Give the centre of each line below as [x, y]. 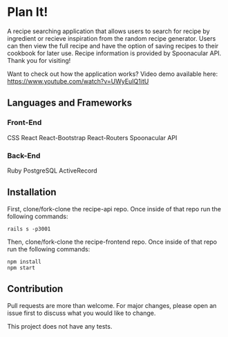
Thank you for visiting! [39, 60]
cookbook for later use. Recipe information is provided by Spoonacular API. [114, 53]
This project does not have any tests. [60, 326]
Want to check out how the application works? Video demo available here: [113, 74]
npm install [24, 262]
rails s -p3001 [29, 229]
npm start [21, 268]
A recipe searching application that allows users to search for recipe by [108, 31]
